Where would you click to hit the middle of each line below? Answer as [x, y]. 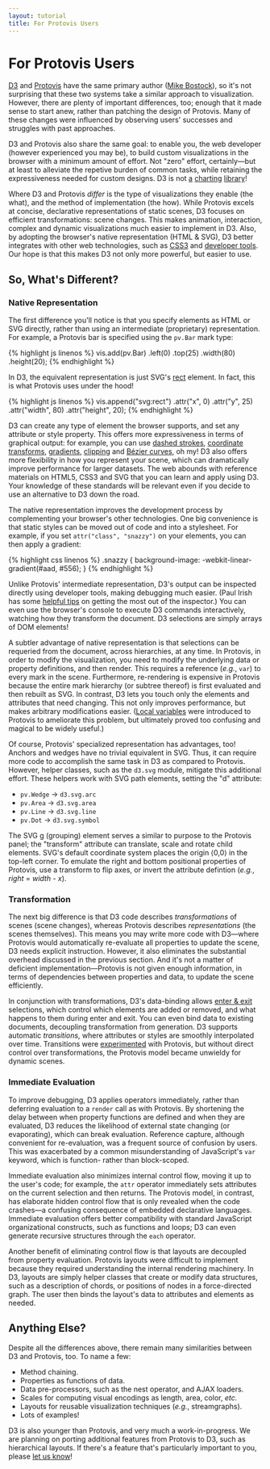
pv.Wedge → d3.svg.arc [58, 794]
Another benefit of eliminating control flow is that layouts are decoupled [128, 1251]
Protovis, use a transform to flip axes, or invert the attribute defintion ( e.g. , [132, 870]
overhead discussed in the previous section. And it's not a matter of [121, 960]
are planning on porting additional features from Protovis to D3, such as [127, 1439]
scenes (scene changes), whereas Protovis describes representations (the [132, 925]
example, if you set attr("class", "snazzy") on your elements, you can [127, 536]
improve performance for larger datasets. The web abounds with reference [133, 468]
